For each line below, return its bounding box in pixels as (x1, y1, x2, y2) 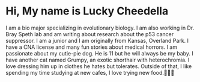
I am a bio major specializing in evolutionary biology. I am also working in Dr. (5, 24, 195, 31)
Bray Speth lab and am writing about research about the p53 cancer (5, 30, 174, 37)
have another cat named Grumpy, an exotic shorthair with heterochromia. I (5, 56, 190, 63)
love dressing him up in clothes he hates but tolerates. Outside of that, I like (5, 62, 192, 70)
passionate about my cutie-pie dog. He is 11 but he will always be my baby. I (5, 49, 193, 57)
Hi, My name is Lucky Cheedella (5, 4, 169, 18)
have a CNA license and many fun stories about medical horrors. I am (5, 43, 178, 51)
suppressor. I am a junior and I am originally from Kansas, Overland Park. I (5, 37, 189, 44)
